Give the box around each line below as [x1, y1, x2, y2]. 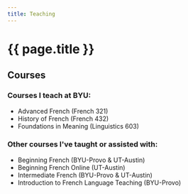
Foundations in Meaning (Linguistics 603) [17, 122, 140, 130]
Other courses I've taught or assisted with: [7, 139, 158, 149]
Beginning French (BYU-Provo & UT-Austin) [17, 156, 145, 164]
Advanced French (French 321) [17, 107, 109, 115]
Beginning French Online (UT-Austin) [17, 163, 126, 171]
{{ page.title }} [7, 41, 95, 57]
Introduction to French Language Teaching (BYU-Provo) [17, 178, 182, 187]
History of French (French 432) [17, 114, 109, 123]
